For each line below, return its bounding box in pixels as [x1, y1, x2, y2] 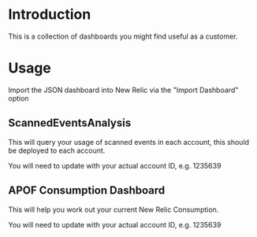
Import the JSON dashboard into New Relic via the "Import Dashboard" [8, 85, 239, 94]
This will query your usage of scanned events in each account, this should [8, 137, 250, 146]
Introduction [8, 6, 91, 24]
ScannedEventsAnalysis [8, 117, 132, 130]
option [8, 93, 29, 103]
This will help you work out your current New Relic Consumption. [8, 205, 219, 214]
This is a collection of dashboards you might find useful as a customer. [8, 31, 238, 41]
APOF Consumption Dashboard [8, 183, 166, 198]
